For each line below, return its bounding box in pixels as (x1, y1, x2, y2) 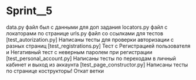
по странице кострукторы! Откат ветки (6, 67, 104, 74)
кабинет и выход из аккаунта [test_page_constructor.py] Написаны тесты (6, 61, 188, 68)
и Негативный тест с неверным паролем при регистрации (6, 48, 153, 55)
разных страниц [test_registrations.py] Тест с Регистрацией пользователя (6, 42, 191, 49)
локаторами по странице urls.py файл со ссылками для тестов (6, 29, 163, 36)
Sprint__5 (6, 4, 53, 18)
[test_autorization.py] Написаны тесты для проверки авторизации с (6, 36, 174, 43)
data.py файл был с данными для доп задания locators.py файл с (6, 24, 168, 31)
